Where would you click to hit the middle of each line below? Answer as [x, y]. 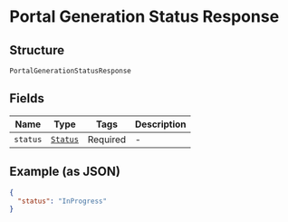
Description [161, 124]
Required [107, 140]
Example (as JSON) [65, 172]
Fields [27, 98]
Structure [37, 50]
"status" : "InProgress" [62, 201]
